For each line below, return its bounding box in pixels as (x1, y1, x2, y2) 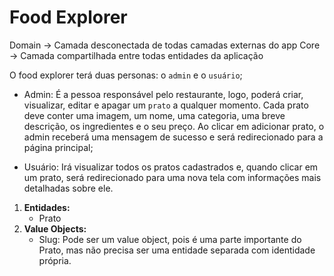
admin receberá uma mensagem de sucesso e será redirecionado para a (23, 131, 324, 143)
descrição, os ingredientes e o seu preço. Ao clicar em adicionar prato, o (23, 120, 325, 132)
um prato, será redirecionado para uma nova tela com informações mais (23, 171, 322, 183)
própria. (38, 254, 72, 266)
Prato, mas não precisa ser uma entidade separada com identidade (38, 244, 316, 256)
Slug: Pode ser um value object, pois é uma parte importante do (38, 233, 302, 245)
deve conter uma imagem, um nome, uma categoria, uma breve (23, 109, 286, 121)
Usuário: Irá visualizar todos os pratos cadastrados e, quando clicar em (23, 161, 319, 173)
